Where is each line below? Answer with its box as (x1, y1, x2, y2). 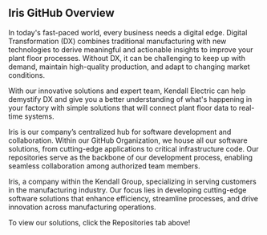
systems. (24, 111, 55, 121)
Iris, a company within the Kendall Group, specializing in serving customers (8, 176, 257, 186)
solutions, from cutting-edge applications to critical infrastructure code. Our (8, 144, 259, 153)
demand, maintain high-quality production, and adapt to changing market (8, 62, 250, 71)
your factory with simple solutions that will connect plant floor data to (8, 103, 237, 112)
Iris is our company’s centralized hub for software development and (8, 127, 232, 136)
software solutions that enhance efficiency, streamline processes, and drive (8, 193, 259, 203)
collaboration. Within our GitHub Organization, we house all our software (8, 136, 248, 145)
